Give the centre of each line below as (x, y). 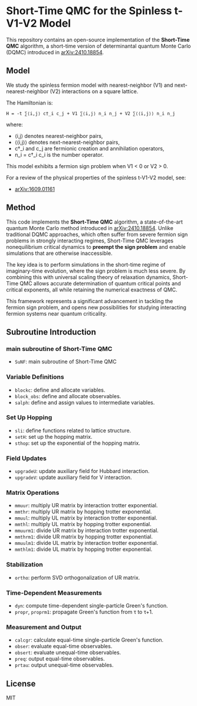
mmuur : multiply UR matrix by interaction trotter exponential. (86, 505)
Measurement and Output (44, 627)
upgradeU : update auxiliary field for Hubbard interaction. (82, 471)
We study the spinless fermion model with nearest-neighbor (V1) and (90, 85)
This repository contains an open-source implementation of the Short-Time (98, 40)
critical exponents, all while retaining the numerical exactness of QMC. (92, 290)
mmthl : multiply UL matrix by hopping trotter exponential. (83, 524)
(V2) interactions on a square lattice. (94, 91)
